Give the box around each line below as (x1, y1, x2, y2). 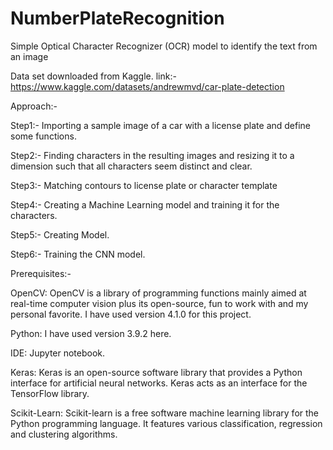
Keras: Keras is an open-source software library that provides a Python (10, 366, 303, 378)
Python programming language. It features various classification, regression (10, 417, 323, 429)
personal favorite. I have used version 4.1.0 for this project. (10, 308, 252, 320)
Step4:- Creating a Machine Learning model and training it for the (10, 198, 280, 211)
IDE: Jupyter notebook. (10, 347, 106, 359)
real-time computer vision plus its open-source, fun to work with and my (10, 297, 309, 309)
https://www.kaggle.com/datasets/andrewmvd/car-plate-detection (10, 80, 285, 92)
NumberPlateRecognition (10, 7, 225, 30)
